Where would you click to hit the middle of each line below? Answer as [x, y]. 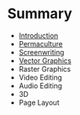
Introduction [38, 35]
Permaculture [41, 43]
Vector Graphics [45, 61]
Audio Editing [40, 85]
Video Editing [40, 77]
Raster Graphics [45, 69]
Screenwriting [41, 52]
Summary [40, 14]
